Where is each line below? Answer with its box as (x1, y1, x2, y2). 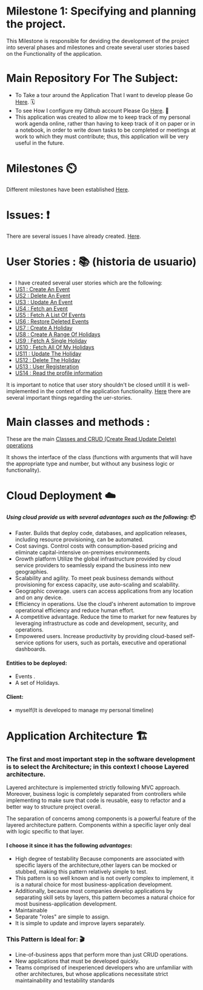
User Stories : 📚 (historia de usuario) (6, 255, 197, 268)
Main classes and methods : (6, 415, 150, 429)
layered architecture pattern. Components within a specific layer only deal (6, 821, 191, 829)
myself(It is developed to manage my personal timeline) (15, 707, 154, 714)
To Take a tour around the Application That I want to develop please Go (15, 91, 193, 98)
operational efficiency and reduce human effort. (15, 607, 135, 614)
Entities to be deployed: (6, 659, 68, 667)
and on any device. (15, 594, 63, 601)
